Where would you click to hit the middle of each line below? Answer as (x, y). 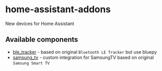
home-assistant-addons (58, 9)
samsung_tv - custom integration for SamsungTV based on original (83, 57)
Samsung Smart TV (31, 63)
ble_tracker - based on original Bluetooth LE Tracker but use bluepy (85, 52)
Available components (42, 40)
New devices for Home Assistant (40, 23)
